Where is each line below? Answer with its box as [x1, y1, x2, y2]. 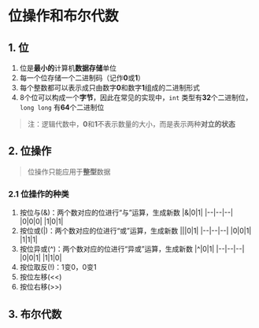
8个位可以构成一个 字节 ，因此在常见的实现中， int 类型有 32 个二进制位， [19, 93, 253, 102]
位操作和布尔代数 [8, 7, 120, 25]
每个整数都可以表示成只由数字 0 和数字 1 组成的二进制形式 [19, 83, 201, 92]
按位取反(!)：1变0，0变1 [19, 263, 97, 272]
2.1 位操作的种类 [8, 188, 69, 199]
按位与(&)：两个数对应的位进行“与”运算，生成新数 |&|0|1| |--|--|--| [19, 208, 234, 217]
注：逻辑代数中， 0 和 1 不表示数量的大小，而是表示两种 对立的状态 [27, 120, 236, 128]
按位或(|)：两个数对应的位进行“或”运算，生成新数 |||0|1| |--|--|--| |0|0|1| [19, 226, 252, 236]
